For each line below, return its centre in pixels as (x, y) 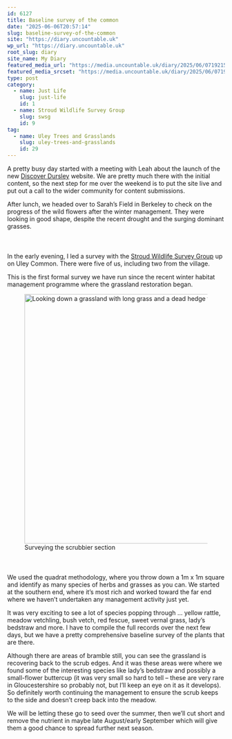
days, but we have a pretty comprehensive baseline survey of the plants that (116, 635)
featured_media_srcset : (41, 71)
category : (21, 85)
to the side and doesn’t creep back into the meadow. (82, 700)
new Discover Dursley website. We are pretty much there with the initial (109, 176)
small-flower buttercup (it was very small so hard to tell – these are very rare (116, 678)
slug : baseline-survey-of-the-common (61, 33)
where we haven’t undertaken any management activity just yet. (98, 599)
